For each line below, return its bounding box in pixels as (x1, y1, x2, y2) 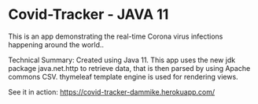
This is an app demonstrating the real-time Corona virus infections (8, 32, 223, 41)
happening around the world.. (8, 39, 105, 49)
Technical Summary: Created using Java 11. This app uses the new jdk (8, 55, 236, 65)
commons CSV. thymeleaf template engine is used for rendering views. (8, 72, 238, 81)
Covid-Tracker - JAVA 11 (8, 6, 169, 24)
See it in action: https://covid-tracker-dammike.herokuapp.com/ (8, 87, 216, 96)
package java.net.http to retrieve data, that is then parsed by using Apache (8, 63, 251, 72)
